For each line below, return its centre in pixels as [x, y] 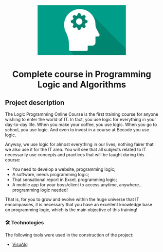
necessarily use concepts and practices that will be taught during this [75, 155]
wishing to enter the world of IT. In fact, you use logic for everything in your [81, 120]
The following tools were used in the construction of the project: [69, 235]
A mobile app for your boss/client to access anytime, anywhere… [77, 185]
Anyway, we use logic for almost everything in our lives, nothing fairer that [80, 144]
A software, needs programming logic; [51, 175]
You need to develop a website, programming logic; [64, 169]
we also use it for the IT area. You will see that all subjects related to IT [76, 150]
